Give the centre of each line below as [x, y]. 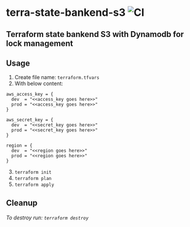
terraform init [33, 172]
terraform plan [33, 179]
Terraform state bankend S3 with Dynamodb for [95, 34]
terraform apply [34, 185]
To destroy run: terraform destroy [47, 218]
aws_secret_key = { [30, 120]
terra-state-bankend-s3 [66, 13]
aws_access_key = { [30, 94]
